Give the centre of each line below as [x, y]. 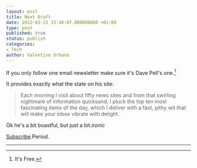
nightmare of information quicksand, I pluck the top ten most [94, 102]
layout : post [22, 11]
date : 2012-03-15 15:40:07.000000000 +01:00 [61, 22]
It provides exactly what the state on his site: [60, 84]
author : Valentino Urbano [38, 55]
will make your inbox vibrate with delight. [70, 114]
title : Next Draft [28, 17]
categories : [21, 44]
